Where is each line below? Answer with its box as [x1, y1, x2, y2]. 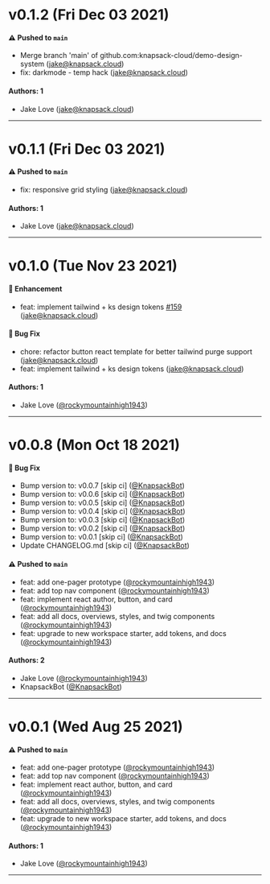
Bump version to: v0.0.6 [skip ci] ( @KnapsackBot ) [19, 490, 186, 499]
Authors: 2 [8, 655, 45, 665]
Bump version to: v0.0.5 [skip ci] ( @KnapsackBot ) [19, 498, 186, 508]
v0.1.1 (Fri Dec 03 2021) [8, 139, 166, 158]
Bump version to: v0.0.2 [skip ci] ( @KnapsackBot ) [19, 523, 186, 533]
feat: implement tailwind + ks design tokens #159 [19, 302, 182, 312]
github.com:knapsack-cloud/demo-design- [100, 51, 243, 60]
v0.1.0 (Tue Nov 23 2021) [8, 257, 178, 275]
